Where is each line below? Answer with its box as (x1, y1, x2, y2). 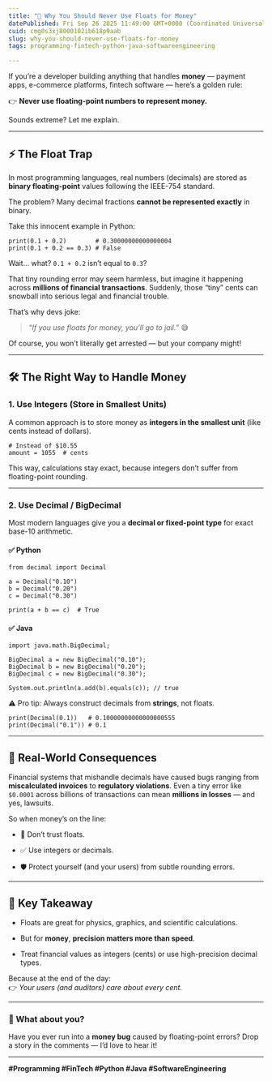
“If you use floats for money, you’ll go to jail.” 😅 (28, 322, 189, 332)
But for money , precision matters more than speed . (19, 933, 196, 943)
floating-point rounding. (8, 471, 88, 481)
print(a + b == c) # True (8, 606, 100, 615)
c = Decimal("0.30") (8, 592, 79, 600)
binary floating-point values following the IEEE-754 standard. (8, 181, 215, 191)
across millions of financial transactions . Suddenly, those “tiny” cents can (8, 282, 258, 292)
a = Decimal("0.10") (8, 577, 79, 586)
